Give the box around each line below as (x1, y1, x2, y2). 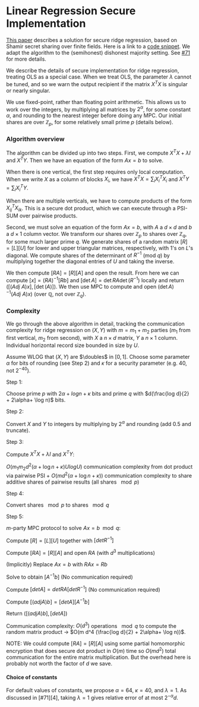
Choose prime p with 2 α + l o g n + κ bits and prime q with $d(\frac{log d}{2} (6, 390, 189, 397)
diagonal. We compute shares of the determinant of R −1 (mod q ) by (6, 251, 170, 259)
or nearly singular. (6, 87, 50, 94)
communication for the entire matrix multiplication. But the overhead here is (6, 654, 191, 661)
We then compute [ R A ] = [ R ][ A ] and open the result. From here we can (6, 269, 179, 277)
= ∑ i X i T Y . (6, 183, 29, 192)
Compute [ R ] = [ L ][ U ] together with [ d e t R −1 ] (6, 536, 114, 544)
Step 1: (6, 378, 23, 386)
